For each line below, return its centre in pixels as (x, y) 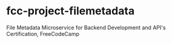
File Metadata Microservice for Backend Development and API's (86, 27)
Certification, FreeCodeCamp (43, 33)
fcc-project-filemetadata (71, 11)
